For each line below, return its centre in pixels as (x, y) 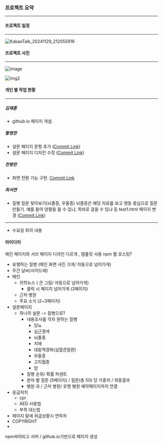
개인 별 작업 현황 (20, 90)
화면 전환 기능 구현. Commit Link (43, 178)
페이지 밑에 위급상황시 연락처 (39, 416)
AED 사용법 (30, 404)
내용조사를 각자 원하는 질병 (52, 319)
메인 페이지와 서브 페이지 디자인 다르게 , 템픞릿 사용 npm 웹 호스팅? (69, 254)
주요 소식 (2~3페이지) (40, 301)
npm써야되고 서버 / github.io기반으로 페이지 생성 (51, 436)
